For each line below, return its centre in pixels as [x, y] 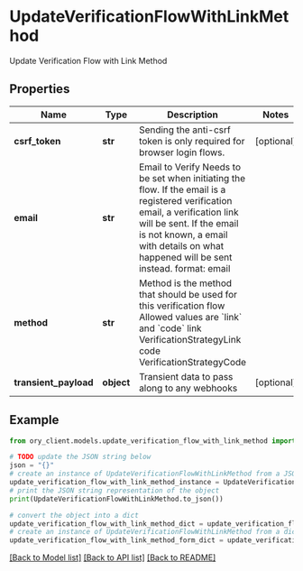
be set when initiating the [192, 178]
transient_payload [54, 382]
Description [193, 115]
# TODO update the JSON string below [80, 457]
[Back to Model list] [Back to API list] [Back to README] [113, 557]
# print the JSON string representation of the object [115, 490]
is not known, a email [183, 235]
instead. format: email [184, 268]
